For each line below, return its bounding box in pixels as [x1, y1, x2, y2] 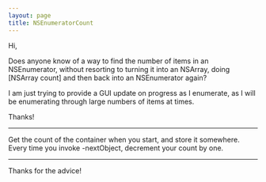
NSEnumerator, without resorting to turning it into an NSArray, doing [8, 64, 230, 74]
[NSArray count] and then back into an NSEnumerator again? [8, 73, 207, 82]
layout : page [8, 11, 51, 20]
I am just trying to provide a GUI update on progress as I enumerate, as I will [8, 88, 256, 97]
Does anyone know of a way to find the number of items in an [8, 56, 209, 66]
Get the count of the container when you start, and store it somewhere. [8, 135, 240, 144]
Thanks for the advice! [8, 165, 82, 175]
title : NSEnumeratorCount [8, 19, 93, 27]
